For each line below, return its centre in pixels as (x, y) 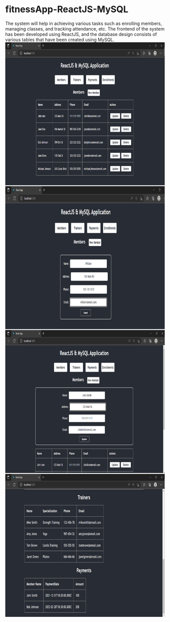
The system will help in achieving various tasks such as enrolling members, (84, 23)
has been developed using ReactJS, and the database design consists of (81, 34)
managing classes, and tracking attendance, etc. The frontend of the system (85, 28)
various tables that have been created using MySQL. (60, 40)
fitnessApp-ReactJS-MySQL (67, 9)
